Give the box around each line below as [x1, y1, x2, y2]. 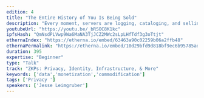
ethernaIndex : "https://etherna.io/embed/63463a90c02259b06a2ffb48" [6, 37, 183, 43]
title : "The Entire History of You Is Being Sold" [6, 15, 137, 21]
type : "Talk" [6, 60, 39, 66]
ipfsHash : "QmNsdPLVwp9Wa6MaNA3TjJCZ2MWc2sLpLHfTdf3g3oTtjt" [6, 32, 165, 38]
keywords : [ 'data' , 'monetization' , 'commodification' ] [6, 71, 146, 77]
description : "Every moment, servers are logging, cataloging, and [6, 20, 181, 26]
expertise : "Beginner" [6, 54, 64, 60]
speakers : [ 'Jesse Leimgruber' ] [6, 83, 88, 89]
